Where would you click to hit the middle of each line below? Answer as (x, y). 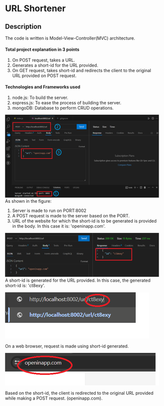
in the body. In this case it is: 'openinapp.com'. (59, 226)
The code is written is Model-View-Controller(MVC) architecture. (70, 38)
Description (23, 27)
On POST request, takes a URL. (43, 60)
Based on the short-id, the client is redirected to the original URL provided (79, 393)
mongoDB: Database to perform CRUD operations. (63, 108)
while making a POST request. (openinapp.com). (54, 398)
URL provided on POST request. (44, 76)
